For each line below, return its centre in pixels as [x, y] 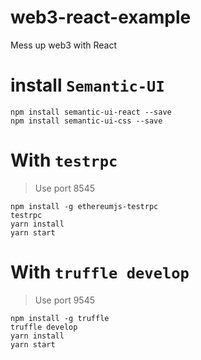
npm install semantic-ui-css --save [86, 121]
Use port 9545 [65, 300]
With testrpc [64, 160]
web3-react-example [101, 17]
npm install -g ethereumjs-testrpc [84, 206]
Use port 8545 [64, 188]
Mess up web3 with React [64, 45]
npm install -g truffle [60, 318]
